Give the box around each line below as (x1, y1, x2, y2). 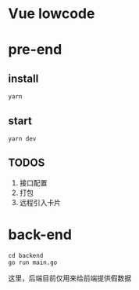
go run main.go (8, 259, 58, 266)
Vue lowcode (8, 5, 95, 23)
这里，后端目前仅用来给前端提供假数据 (8, 273, 131, 283)
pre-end (8, 41, 62, 59)
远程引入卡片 (19, 197, 61, 207)
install (8, 72, 39, 85)
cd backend (8, 251, 44, 259)
